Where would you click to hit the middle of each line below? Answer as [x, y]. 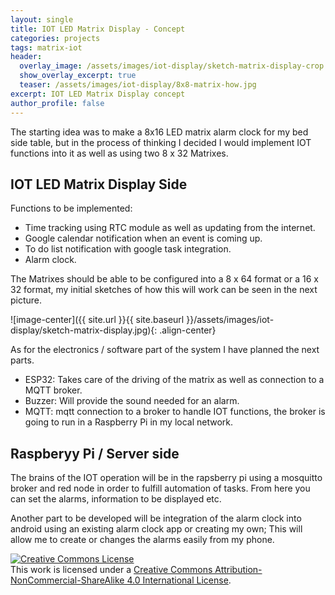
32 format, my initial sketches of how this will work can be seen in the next [164, 290]
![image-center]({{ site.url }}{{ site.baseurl [97, 320]
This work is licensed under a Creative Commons [111, 570]
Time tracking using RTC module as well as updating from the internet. [170, 228]
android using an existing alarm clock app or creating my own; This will [156, 529]
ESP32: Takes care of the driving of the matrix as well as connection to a [174, 380]
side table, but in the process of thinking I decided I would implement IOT [161, 142]
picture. [26, 300]
